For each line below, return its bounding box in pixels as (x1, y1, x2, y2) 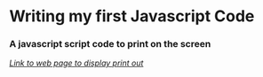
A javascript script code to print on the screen (9, 38, 211, 50)
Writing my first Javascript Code (9, 6, 255, 27)
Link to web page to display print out (9, 58, 144, 68)
